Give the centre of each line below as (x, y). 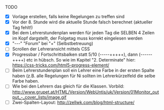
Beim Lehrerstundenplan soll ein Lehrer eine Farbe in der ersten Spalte (83, 70)
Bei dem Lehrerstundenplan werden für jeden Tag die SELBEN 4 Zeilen (83, 33)
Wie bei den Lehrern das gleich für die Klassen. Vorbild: (68, 86)
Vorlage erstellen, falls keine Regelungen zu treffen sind (68, 16)
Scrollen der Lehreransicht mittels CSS (51, 49)
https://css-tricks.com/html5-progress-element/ (61, 65)
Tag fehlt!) (22, 28)
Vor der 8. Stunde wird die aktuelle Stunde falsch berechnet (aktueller (82, 22)
